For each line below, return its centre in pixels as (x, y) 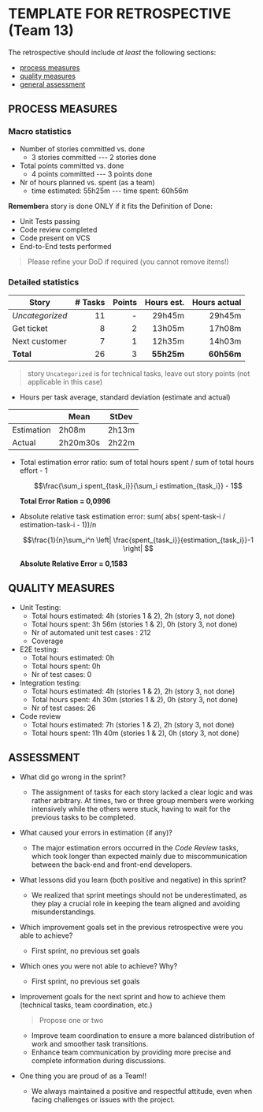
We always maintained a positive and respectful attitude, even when (142, 1091)
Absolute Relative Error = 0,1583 (74, 563)
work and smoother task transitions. (89, 1043)
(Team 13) (41, 30)
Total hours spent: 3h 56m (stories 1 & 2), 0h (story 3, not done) (134, 624)
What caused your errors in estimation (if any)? (96, 832)
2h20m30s (80, 442)
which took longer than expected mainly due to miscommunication (139, 856)
